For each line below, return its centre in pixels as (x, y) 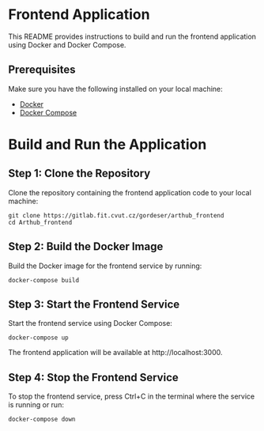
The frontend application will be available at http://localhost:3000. (115, 353)
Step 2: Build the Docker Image (86, 247)
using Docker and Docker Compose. (67, 44)
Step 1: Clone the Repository (79, 174)
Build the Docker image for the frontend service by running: (105, 266)
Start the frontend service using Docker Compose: (90, 323)
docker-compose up (38, 338)
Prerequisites (42, 70)
